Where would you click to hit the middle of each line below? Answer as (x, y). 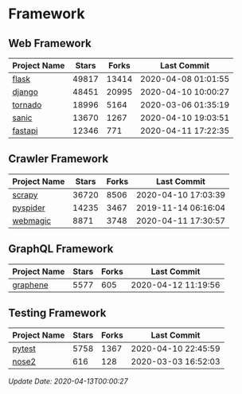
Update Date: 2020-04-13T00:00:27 (68, 381)
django (25, 92)
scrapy (25, 194)
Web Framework (50, 43)
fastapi (25, 131)
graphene (31, 285)
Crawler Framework (59, 159)
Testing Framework (57, 313)
